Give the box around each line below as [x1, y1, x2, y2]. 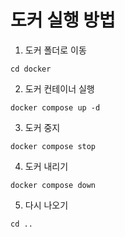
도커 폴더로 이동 [24, 44, 87, 56]
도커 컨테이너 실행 [24, 82, 95, 95]
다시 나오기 [24, 199, 69, 211]
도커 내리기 [24, 160, 69, 172]
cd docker [10, 64, 52, 74]
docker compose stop [10, 141, 97, 151]
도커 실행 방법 [10, 9, 116, 32]
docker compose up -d [10, 102, 101, 113]
